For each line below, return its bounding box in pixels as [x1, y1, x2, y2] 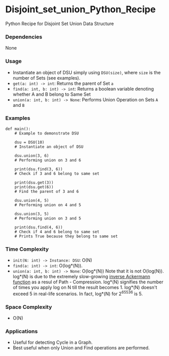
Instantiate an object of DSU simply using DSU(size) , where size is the [12, 69, 161, 75]
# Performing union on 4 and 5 [14, 202, 81, 208]
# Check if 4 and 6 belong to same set [14, 229, 100, 234]
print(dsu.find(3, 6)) [14, 166, 63, 172]
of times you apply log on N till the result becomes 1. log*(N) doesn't [12, 284, 157, 291]
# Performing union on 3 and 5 [14, 216, 81, 221]
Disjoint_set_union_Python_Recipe [5, 4, 156, 15]
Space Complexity [5, 303, 52, 310]
